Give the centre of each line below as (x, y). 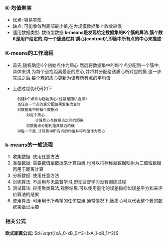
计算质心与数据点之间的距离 (59, 120)
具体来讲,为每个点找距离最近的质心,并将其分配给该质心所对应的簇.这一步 (87, 71)
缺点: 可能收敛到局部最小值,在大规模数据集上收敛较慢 (67, 26)
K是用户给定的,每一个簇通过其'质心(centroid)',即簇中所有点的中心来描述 (87, 39)
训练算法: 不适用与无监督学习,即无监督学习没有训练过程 (69, 182)
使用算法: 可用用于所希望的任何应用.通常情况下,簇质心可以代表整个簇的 (85, 201)
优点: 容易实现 (27, 20)
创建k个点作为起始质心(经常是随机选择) (52, 99)
